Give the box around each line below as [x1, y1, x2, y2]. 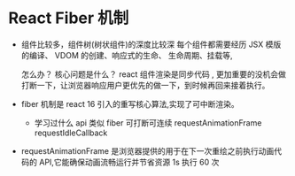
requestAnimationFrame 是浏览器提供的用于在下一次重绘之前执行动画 [20, 145, 275, 156]
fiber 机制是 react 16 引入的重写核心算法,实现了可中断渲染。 [20, 98, 240, 109]
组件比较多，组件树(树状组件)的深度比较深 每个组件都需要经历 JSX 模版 [20, 39, 282, 50]
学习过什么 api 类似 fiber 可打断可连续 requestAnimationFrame [34, 117, 262, 128]
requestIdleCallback [34, 127, 108, 138]
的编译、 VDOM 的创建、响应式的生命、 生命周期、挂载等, [20, 50, 233, 60]
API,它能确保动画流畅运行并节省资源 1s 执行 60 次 [38, 157, 220, 167]
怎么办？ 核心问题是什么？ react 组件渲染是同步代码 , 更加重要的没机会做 [20, 68, 287, 80]
